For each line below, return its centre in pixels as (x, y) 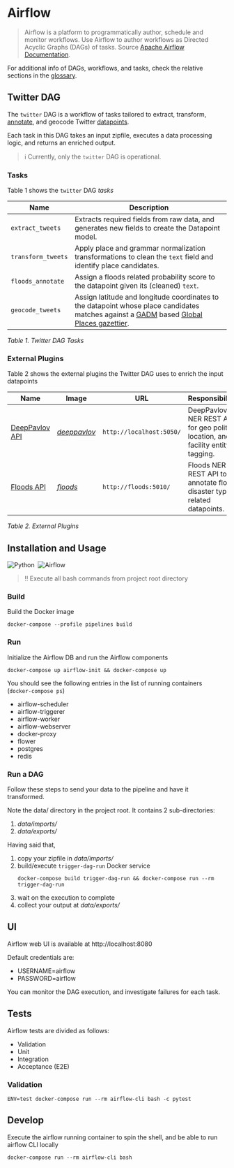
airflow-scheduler (43, 704)
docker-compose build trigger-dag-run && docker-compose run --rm (116, 879)
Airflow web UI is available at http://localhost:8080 (80, 944)
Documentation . (47, 54)
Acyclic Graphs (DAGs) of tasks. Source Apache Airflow (104, 47)
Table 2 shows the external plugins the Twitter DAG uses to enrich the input (116, 374)
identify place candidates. (117, 265)
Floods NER (207, 465)
